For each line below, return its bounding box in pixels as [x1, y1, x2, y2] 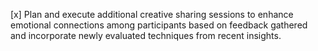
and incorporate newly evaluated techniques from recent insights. [10, 30, 282, 41]
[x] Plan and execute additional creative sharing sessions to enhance [10, 9, 294, 20]
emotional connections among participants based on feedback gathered [10, 19, 308, 31]
